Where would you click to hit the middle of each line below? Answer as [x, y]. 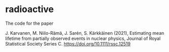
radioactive [30, 9]
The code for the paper [30, 23]
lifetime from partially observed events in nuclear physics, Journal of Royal [83, 38]
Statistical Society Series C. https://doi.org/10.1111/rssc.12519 [68, 43]
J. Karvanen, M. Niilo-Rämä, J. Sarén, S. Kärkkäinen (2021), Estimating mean [85, 33]
